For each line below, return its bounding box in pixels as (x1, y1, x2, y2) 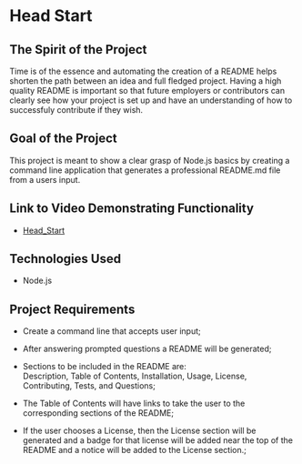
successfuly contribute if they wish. (9, 105, 144, 115)
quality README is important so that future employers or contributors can (9, 86, 285, 96)
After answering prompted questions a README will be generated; (22, 343, 272, 355)
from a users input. (9, 174, 81, 185)
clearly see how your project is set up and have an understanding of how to (9, 95, 293, 106)
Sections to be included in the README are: (22, 361, 186, 372)
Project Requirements (9, 301, 136, 317)
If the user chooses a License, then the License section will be (22, 425, 257, 437)
